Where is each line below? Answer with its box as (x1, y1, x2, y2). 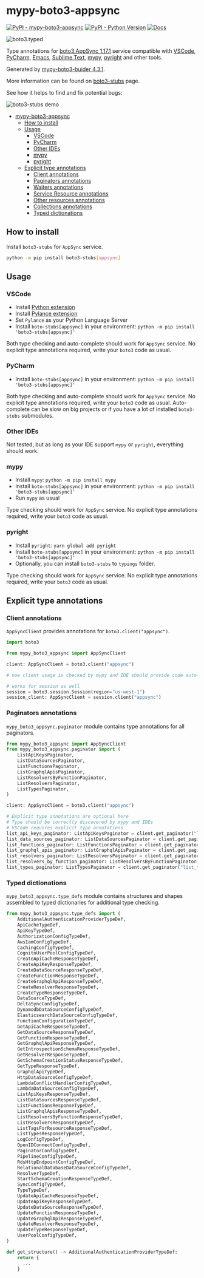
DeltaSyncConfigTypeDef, (17, 1001, 80, 1007)
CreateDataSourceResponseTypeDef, (17, 967, 104, 973)
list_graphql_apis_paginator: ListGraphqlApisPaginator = (6, 848, 156, 854)
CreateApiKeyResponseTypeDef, (17, 962, 94, 968)
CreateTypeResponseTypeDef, (17, 990, 88, 996)
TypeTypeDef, (17, 1188, 50, 1194)
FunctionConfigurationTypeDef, (17, 1018, 97, 1024)
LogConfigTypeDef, (17, 1137, 64, 1143)
